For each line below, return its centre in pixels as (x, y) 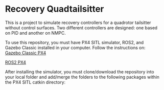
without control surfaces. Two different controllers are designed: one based (81, 27)
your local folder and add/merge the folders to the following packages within (82, 77)
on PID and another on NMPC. (35, 33)
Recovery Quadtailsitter (55, 9)
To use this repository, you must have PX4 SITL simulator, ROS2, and (74, 42)
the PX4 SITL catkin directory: (35, 82)
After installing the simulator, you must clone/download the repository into (80, 71)
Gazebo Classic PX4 (26, 53)
